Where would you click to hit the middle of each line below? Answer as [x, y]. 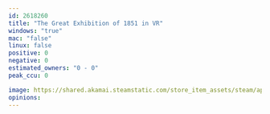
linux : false [30, 46]
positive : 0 [28, 53]
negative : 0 [28, 61]
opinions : [25, 97]
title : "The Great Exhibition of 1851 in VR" [86, 23]
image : [19, 90]
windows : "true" [35, 31]
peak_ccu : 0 [28, 75]
